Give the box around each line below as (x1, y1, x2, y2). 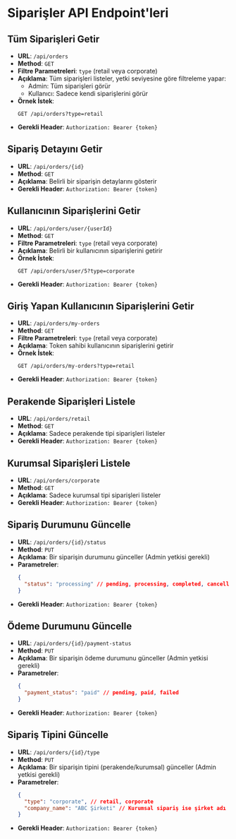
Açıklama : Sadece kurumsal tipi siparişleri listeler (17, 491, 161, 499)
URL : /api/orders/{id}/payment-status (17, 639, 132, 648)
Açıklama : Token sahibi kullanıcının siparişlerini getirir (17, 341, 174, 350)
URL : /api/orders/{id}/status (17, 537, 106, 546)
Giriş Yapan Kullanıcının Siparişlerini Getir (7, 300, 194, 312)
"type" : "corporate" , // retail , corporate (24, 798, 154, 805)
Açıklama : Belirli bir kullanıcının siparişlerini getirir (17, 246, 163, 255)
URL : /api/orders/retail (17, 415, 90, 423)
